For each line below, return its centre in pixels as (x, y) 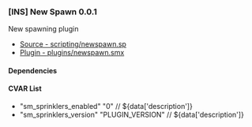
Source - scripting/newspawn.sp (73, 44)
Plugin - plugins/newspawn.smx (72, 53)
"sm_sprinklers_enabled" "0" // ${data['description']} (106, 106)
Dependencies (33, 70)
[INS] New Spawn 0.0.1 (53, 12)
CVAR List (25, 88)
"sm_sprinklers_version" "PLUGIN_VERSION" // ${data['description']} (132, 115)
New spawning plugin (43, 29)
